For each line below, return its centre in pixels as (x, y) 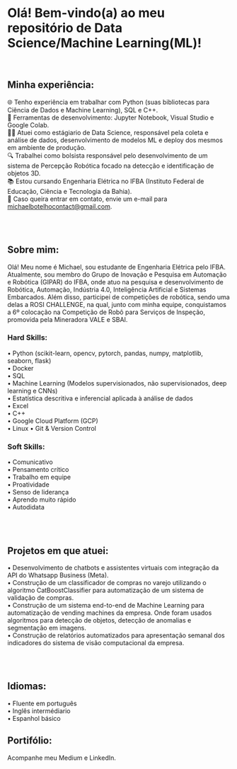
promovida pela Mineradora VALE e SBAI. (68, 319)
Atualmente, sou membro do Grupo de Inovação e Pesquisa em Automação (117, 274)
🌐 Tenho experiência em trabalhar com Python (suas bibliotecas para (109, 102)
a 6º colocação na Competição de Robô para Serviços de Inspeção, (106, 312)
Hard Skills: (28, 337)
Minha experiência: (51, 85)
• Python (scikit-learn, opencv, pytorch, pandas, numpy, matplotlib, (105, 353)
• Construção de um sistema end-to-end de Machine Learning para (106, 605)
